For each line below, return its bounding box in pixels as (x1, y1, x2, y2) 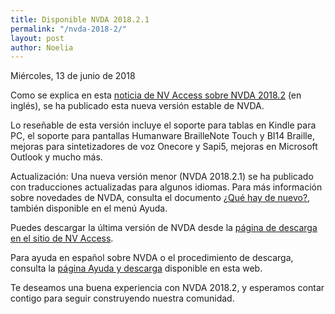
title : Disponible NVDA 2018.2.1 (10, 14, 150, 25)
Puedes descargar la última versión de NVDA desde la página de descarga (10, 222, 318, 234)
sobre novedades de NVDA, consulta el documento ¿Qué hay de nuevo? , (10, 192, 311, 204)
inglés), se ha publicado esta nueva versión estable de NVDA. (10, 100, 265, 112)
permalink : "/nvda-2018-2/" (10, 24, 128, 34)
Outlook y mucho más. (10, 151, 103, 163)
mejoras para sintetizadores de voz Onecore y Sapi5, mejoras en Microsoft (10, 141, 318, 153)
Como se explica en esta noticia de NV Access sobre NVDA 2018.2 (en (10, 89, 302, 101)
